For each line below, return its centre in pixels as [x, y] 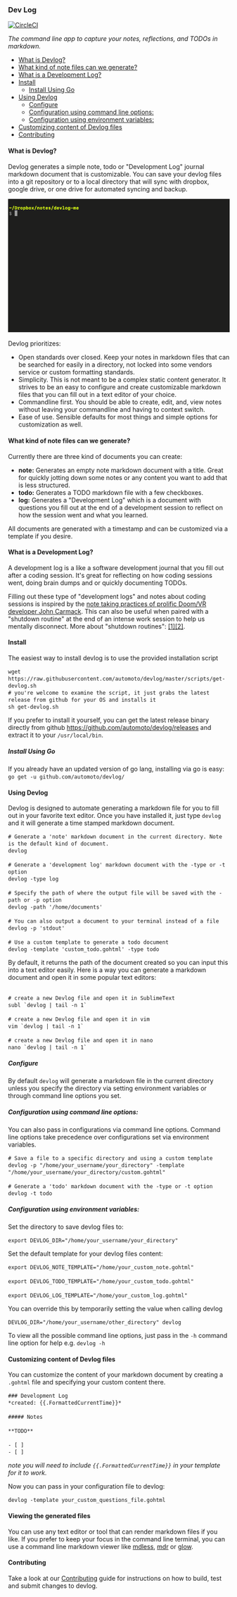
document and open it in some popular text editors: [82, 978]
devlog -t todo [30, 1194]
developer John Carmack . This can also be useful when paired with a [108, 611]
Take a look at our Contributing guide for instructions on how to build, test [115, 1578]
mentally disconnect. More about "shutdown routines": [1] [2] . [97, 626]
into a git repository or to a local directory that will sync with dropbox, [109, 182]
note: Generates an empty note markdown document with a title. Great [121, 470]
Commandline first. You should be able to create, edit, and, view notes [120, 402]
